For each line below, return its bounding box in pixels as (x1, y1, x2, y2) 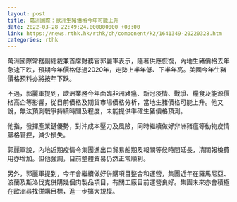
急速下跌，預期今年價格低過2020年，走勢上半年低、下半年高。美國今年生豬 (7, 65, 227, 74)
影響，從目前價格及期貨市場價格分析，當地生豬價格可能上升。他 (31, 98, 217, 106)
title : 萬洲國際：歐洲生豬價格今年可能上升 (7, 17, 119, 24)
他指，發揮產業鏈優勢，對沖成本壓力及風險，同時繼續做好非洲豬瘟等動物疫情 (7, 122, 230, 130)
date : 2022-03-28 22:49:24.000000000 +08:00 (7, 23, 140, 30)
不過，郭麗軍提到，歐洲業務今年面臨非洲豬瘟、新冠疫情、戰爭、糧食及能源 (7, 89, 224, 98)
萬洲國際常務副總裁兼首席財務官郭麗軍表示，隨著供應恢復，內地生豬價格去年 (7, 57, 230, 65)
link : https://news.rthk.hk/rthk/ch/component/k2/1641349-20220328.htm (7, 30, 222, 37)
